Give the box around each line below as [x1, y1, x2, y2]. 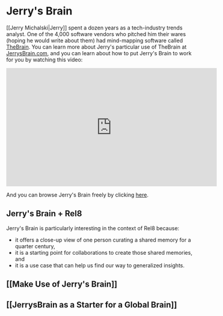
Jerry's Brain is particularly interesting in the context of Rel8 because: [6, 224, 180, 232]
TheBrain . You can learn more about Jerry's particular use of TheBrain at [6, 43, 187, 50]
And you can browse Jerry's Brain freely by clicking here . [6, 191, 149, 198]
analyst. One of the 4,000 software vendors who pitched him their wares [6, 30, 186, 37]
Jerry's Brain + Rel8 [6, 208, 82, 219]
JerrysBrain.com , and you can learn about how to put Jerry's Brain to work [6, 49, 192, 56]
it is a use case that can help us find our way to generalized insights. [14, 261, 185, 269]
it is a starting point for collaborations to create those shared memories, [14, 249, 192, 256]
